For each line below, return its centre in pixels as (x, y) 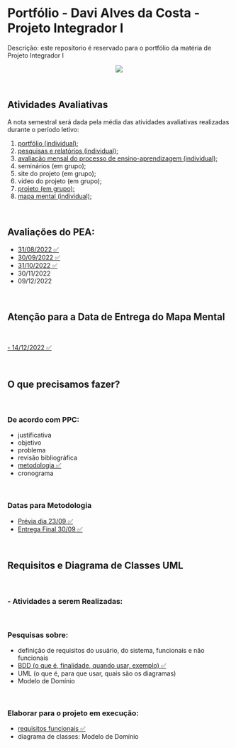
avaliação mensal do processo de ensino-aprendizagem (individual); (118, 158)
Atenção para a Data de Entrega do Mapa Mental (116, 316)
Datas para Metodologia (50, 506)
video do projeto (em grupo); (60, 181)
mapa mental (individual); (55, 196)
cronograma (35, 473)
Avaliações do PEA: (51, 232)
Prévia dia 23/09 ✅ (45, 521)
